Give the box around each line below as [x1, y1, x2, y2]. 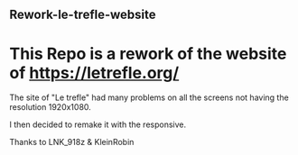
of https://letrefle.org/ [9, 62, 180, 83]
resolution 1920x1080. [9, 102, 92, 113]
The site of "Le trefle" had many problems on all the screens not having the [9, 92, 289, 103]
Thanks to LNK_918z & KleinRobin [9, 137, 135, 148]
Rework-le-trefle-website [9, 7, 156, 23]
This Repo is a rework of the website [9, 43, 287, 64]
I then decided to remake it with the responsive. [9, 119, 187, 130]
